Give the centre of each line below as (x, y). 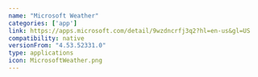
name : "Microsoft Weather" (54, 16)
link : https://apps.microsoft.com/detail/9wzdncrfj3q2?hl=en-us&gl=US (129, 30)
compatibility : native (46, 38)
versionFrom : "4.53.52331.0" (57, 46)
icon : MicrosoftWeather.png (56, 61)
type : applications (41, 53)
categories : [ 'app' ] (43, 23)
